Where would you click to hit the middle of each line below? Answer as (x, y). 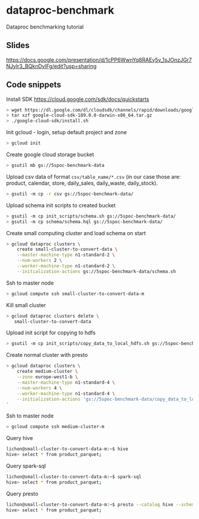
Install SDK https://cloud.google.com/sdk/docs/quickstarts (78, 99)
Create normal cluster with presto (47, 355)
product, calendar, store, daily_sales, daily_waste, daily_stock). (82, 183)
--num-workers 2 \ (39, 261)
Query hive (20, 438)
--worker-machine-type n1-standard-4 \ (66, 393)
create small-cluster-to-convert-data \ (67, 249)
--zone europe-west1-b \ (47, 377)
